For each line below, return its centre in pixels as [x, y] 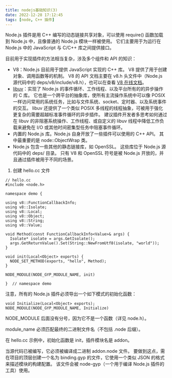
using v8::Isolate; [26, 207]
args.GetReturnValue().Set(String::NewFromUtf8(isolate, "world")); [85, 243]
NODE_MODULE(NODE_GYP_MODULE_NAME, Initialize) [57, 308]
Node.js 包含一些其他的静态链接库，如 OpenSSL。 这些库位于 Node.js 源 [89, 147]
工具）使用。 [19, 370]
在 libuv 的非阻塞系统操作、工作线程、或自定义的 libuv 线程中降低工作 [86, 121]
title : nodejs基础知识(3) [32, 10]
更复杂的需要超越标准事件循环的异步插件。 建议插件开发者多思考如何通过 [90, 115]
